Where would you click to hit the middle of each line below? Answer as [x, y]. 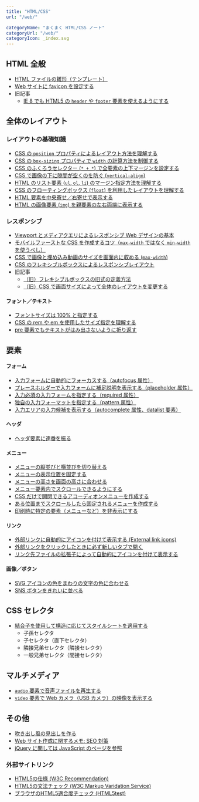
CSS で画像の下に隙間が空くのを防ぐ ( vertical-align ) [80, 175]
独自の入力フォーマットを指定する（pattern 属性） [75, 402]
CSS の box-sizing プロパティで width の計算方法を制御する [87, 160]
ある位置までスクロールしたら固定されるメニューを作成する [86, 504]
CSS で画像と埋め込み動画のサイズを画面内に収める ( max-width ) [91, 257]
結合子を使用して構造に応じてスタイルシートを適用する [81, 626]
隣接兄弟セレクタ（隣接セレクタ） [64, 648]
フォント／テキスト [29, 301]
